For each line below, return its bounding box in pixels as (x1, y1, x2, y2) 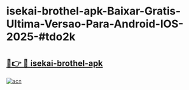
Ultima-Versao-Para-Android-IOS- (6, 17, 184, 31)
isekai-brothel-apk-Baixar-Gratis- (6, 4, 181, 18)
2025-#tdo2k (6, 30, 76, 43)
